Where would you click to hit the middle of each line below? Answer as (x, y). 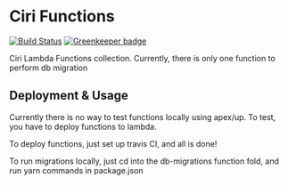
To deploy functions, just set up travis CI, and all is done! (113, 143)
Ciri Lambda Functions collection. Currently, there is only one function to (143, 58)
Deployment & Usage (69, 96)
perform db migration (49, 68)
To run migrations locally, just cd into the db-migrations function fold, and (144, 161)
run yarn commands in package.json (77, 170)
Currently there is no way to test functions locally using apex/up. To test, (143, 117)
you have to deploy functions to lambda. (83, 126)
